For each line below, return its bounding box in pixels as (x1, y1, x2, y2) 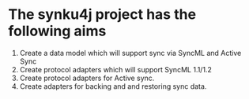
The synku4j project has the (8, 5, 196, 24)
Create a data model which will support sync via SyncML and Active (19, 48, 242, 57)
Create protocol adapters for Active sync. (19, 73, 155, 82)
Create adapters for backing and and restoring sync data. (19, 81, 207, 91)
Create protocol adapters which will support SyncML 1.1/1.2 (19, 64, 212, 74)
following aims (8, 22, 107, 40)
